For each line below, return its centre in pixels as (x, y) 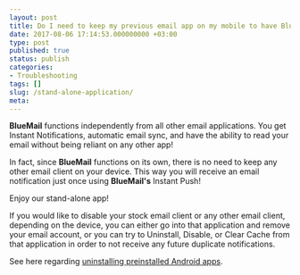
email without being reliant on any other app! (92, 145)
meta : (19, 100)
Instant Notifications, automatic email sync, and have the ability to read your (149, 136)
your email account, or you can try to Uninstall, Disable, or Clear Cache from (150, 235)
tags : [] (25, 84)
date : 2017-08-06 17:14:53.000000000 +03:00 (93, 34)
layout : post (33, 17)
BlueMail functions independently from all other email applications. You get (148, 126)
